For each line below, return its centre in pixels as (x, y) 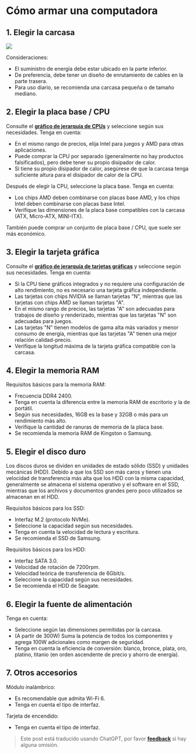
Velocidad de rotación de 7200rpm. (57, 567)
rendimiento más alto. (41, 421)
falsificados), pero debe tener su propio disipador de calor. (85, 162)
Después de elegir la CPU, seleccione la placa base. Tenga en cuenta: (90, 186)
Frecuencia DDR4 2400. (43, 396)
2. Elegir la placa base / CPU (58, 112)
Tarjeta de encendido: (32, 716)
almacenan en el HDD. (33, 497)
